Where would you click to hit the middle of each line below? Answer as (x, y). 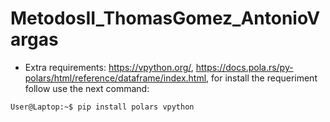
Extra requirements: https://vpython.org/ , (109, 67)
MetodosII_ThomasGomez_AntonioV (165, 18)
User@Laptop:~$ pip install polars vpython (102, 107)
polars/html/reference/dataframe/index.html (115, 78)
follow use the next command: (87, 88)
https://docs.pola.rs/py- (244, 67)
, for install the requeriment (262, 78)
